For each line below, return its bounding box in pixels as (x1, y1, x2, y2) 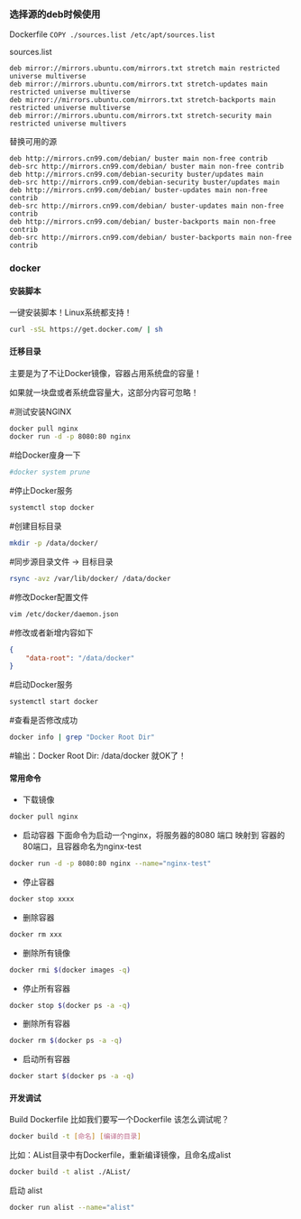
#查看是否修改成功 (9, 715, 78, 725)
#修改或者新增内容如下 (9, 627, 94, 638)
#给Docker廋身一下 (9, 449, 81, 461)
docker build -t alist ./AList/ (9, 1168, 131, 1177)
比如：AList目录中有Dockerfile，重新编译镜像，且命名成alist (9, 1150, 232, 1160)
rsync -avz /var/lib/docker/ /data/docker (9, 574, 171, 583)
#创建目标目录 (9, 521, 62, 531)
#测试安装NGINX (9, 406, 72, 417)
